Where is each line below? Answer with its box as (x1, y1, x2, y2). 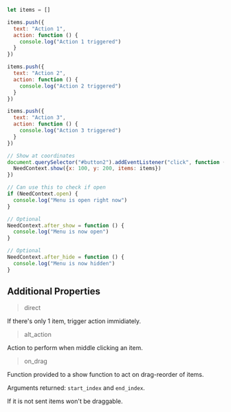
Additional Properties (7, 286, 101, 298)
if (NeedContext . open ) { (7, 190, 78, 197)
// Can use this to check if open (7, 184, 107, 191)
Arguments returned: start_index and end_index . (7, 384, 146, 392)
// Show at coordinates (7, 152, 76, 159)
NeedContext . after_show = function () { (7, 222, 125, 229)
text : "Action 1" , (13, 25, 67, 32)
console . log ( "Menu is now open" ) (13, 228, 109, 236)
